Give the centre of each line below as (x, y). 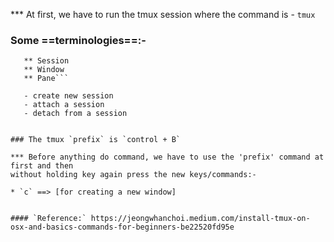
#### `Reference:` (48, 219)
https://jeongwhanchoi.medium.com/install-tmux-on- (200, 219)
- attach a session (64, 105)
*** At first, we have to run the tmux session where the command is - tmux (163, 14)
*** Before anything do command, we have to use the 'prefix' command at (167, 157)
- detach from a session (75, 114)
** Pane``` (46, 79)
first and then (42, 166)
